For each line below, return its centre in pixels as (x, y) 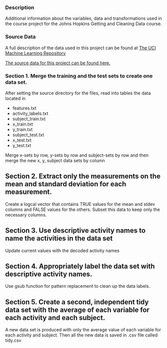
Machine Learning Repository (35, 53)
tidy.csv (13, 340)
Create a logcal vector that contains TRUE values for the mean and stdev (80, 204)
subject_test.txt (28, 135)
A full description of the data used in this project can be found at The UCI (81, 48)
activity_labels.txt (30, 113)
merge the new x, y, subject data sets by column (55, 160)
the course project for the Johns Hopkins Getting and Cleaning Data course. (83, 24)
